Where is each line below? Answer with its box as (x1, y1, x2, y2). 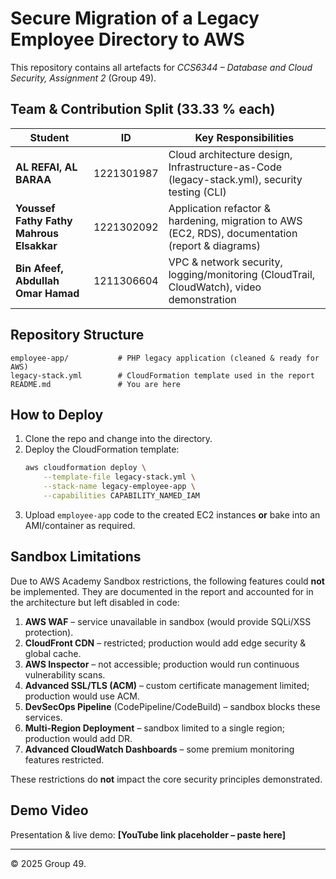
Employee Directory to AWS (10, 28, 245, 51)
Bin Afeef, (15, 261, 64, 275)
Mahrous (15, 226, 60, 240)
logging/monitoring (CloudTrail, (168, 267, 316, 281)
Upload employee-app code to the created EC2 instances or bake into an (24, 508, 321, 521)
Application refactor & (168, 201, 271, 215)
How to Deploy (10, 406, 104, 423)
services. (24, 711, 63, 723)
